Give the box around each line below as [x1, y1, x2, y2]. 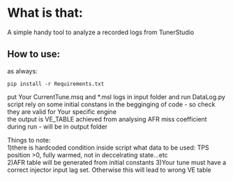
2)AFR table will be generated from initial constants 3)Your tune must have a [7, 158, 227, 166]
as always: [7, 66, 38, 75]
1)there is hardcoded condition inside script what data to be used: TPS [7, 143, 209, 152]
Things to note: [7, 136, 51, 144]
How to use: [7, 48, 61, 60]
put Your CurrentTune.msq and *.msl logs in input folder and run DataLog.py [7, 92, 225, 101]
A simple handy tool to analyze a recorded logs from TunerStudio [7, 28, 195, 36]
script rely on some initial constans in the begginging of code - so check [7, 100, 216, 108]
